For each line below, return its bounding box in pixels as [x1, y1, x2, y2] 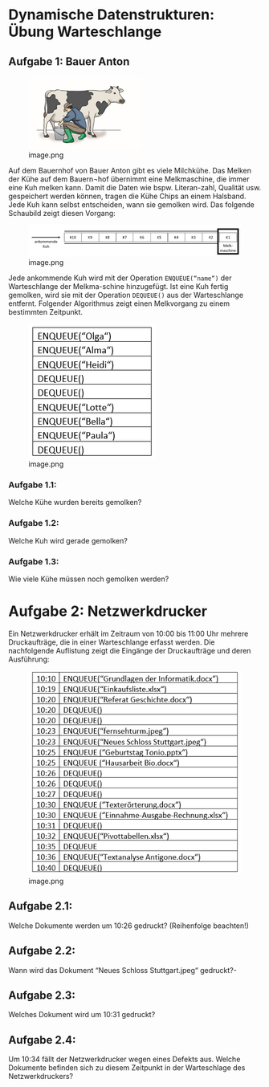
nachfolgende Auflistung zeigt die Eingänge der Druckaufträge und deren [8, 645, 251, 655]
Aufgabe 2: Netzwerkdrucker [8, 602, 207, 621]
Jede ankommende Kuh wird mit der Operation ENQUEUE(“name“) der [8, 273, 232, 283]
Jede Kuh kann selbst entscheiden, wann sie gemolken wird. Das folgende [8, 200, 255, 210]
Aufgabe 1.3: [8, 556, 59, 567]
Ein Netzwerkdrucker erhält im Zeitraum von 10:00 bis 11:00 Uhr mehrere [8, 629, 249, 638]
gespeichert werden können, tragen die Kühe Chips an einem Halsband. [8, 191, 247, 201]
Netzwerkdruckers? [8, 1072, 74, 1081]
